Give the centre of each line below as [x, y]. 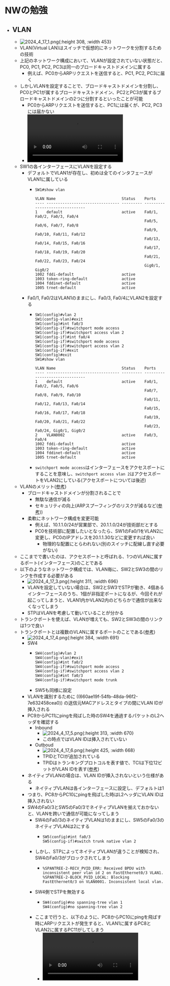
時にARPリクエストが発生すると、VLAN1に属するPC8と [93, 923]
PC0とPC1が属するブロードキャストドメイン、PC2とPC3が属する [88, 92]
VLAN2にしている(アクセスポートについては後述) [95, 480]
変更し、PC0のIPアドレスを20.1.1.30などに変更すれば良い [95, 537]
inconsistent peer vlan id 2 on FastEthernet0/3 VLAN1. [103, 873]
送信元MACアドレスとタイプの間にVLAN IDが [116, 703]
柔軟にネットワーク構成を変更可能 [63, 518]
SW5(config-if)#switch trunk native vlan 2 [89, 841]
